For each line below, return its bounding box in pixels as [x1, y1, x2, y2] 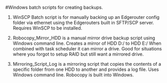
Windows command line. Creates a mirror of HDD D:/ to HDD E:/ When [12, 40, 161, 46]
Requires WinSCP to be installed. [12, 25, 82, 31]
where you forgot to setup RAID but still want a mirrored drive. [12, 51, 144, 57]
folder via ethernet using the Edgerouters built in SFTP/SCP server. [12, 20, 154, 25]
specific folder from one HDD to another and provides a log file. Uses [12, 66, 159, 72]
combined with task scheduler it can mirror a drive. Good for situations [12, 46, 162, 51]
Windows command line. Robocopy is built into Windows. [12, 72, 134, 78]
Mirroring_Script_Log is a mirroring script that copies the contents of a [12, 61, 161, 67]
